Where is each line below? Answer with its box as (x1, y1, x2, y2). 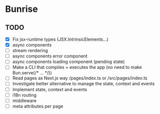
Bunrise (5, 3, 38, 15)
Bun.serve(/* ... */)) (12, 70, 52, 76)
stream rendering (12, 48, 48, 54)
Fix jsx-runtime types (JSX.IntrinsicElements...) (12, 36, 109, 42)
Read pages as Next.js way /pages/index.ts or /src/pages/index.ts (12, 75, 148, 81)
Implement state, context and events (12, 86, 87, 92)
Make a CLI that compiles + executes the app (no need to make (12, 64, 143, 70)
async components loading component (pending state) (12, 58, 125, 65)
